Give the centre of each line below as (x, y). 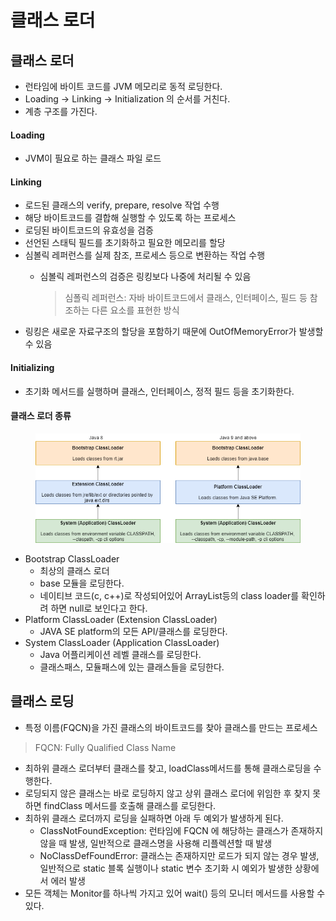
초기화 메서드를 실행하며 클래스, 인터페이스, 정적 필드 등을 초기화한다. (159, 391)
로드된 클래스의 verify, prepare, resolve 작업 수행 (122, 205)
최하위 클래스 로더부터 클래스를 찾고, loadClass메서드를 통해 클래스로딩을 (168, 768)
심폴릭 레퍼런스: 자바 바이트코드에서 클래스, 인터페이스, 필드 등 (186, 298)
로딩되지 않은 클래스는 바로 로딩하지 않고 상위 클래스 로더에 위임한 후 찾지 (167, 793)
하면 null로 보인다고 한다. (99, 608)
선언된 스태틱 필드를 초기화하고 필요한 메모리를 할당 (125, 243)
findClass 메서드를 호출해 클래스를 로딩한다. (130, 805)
